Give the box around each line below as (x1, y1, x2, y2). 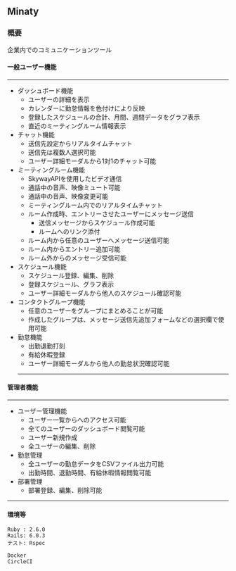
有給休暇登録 (27, 350, 65, 358)
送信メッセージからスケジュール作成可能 (38, 218, 156, 227)
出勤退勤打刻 (27, 341, 65, 350)
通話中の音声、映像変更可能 (27, 192, 109, 200)
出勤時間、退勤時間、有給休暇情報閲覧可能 (27, 468, 152, 477)
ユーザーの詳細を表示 (27, 95, 90, 103)
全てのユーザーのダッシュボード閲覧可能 (27, 425, 145, 433)
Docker (7, 552, 27, 559)
